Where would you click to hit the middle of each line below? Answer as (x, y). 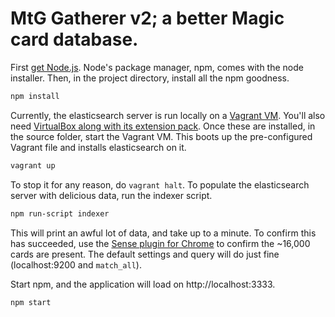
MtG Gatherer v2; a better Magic (147, 18)
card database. (74, 39)
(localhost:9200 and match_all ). (76, 264)
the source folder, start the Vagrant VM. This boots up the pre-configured (161, 136)
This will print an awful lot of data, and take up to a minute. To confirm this (163, 233)
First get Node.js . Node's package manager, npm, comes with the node (157, 67)
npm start (31, 302)
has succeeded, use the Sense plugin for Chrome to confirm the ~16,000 (160, 243)
